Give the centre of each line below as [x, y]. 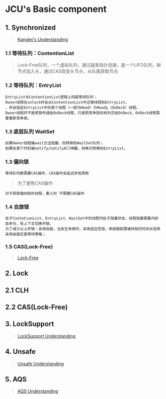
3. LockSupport [30, 324]
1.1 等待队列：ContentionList [40, 53]
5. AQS [16, 379]
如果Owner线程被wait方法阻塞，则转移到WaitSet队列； [54, 143]
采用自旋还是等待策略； [26, 234]
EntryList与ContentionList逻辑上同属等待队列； [51, 97]
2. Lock [17, 273]
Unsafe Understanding [41, 364]
